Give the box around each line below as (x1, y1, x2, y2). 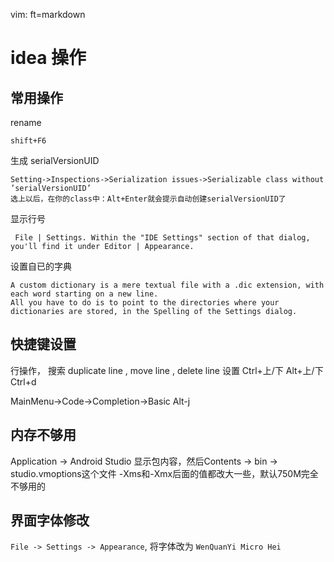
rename (10, 117, 42, 128)
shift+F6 (10, 136, 47, 146)
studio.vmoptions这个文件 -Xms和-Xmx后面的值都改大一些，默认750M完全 (10, 467, 319, 479)
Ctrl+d (10, 375, 37, 388)
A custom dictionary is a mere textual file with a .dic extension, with (10, 280, 325, 290)
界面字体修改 (10, 512, 90, 529)
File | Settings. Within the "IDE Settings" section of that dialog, (14, 233, 311, 243)
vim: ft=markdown (10, 9, 86, 20)
